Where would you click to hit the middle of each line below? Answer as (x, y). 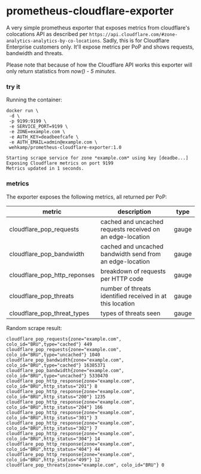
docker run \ (22, 111)
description (134, 211)
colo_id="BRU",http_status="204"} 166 (54, 407)
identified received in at (134, 296)
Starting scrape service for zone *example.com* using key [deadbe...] (97, 158)
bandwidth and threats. (35, 53)
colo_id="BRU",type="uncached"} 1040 (53, 355)
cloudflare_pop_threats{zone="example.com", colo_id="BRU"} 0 (85, 465)
